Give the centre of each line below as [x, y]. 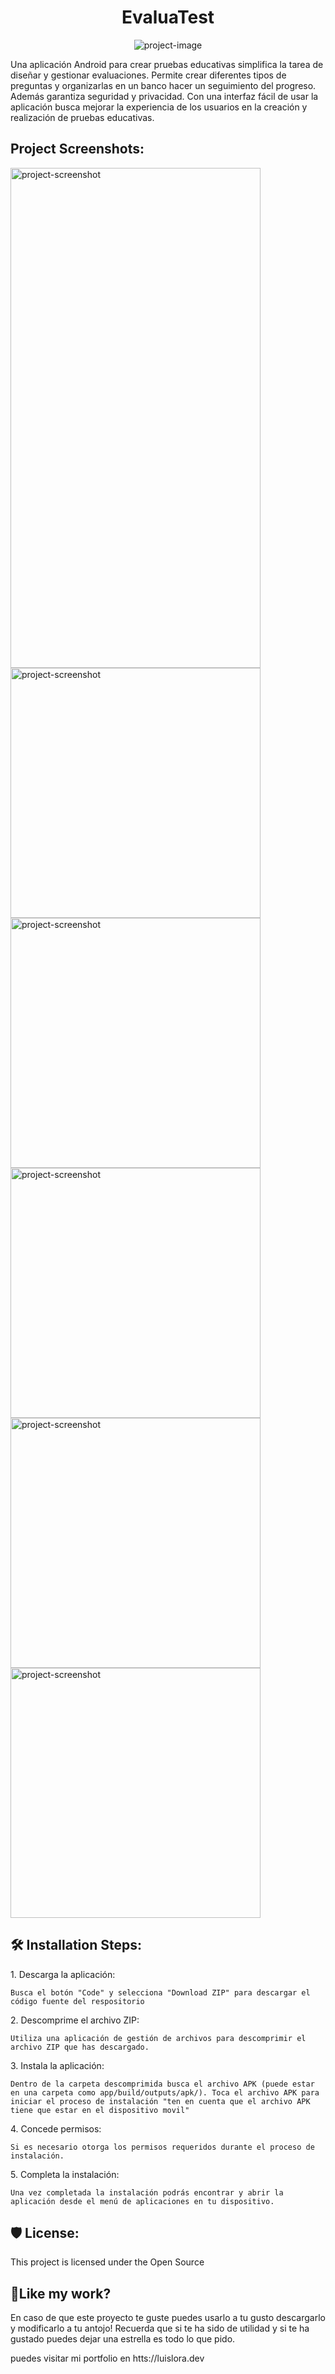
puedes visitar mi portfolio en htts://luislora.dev [107, 2358]
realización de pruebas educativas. [82, 117]
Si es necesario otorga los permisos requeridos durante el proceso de [162, 2147]
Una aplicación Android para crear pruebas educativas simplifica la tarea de [167, 64]
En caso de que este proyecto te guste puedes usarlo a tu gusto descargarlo [168, 2318]
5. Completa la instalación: [65, 2174]
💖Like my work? [61, 2293]
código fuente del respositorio [77, 2001]
